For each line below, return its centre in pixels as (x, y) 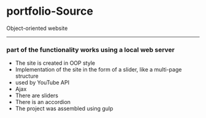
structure (27, 76)
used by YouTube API (42, 83)
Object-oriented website (37, 28)
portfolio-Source (50, 11)
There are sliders (36, 95)
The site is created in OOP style (55, 63)
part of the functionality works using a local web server (90, 50)
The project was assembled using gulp (64, 109)
